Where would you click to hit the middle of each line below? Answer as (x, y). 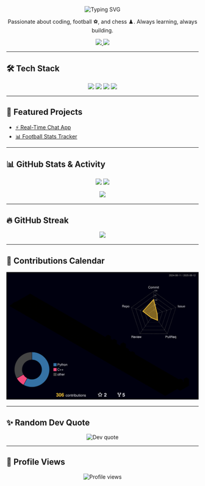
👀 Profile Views (36, 462)
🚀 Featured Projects (45, 112)
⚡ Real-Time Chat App (43, 127)
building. (103, 30)
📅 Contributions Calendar (56, 260)
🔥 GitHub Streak (38, 220)
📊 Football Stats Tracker (46, 136)
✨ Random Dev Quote (48, 422)
